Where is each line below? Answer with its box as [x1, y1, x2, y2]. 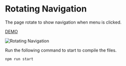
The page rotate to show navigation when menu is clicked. [5, 19, 122, 25]
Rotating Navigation [5, 3, 87, 14]
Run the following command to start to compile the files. [5, 47, 117, 53]
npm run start [5, 56, 34, 61]
